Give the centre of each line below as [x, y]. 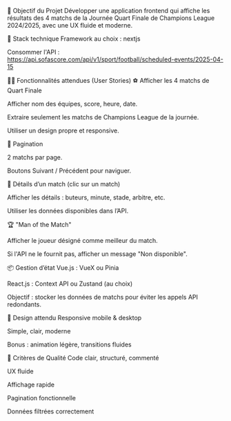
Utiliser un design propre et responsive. [63, 130]
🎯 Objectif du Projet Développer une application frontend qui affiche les [109, 11]
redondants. [24, 304]
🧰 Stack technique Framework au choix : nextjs [74, 39]
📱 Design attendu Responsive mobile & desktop [74, 318]
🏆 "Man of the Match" [39, 225]
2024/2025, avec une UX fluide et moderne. [70, 25]
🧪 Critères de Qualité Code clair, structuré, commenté [83, 358]
